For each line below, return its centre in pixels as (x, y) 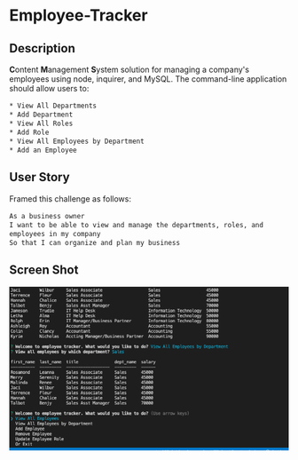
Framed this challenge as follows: (70, 198)
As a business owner (47, 216)
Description (42, 48)
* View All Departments (53, 106)
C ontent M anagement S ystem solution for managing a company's (129, 69)
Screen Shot (44, 270)
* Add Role (29, 132)
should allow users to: (49, 88)
